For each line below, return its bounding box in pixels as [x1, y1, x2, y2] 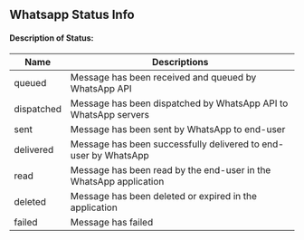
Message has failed [70, 216, 154, 228]
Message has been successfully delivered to [70, 138, 260, 150]
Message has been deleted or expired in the [70, 189, 258, 202]
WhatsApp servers [70, 108, 150, 120]
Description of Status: [9, 32, 94, 43]
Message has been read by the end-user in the [70, 163, 271, 176]
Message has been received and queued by [70, 71, 257, 83]
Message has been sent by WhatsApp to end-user [70, 122, 286, 135]
